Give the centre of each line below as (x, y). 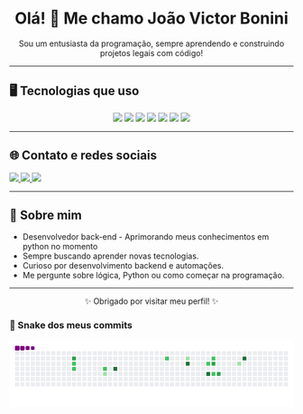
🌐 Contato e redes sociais (83, 156)
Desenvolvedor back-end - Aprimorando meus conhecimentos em (146, 237)
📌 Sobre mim (46, 215)
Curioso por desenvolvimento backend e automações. (123, 266)
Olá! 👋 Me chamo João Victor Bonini (151, 19)
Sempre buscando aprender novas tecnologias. (110, 256)
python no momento (60, 247)
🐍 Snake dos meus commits (71, 325)
